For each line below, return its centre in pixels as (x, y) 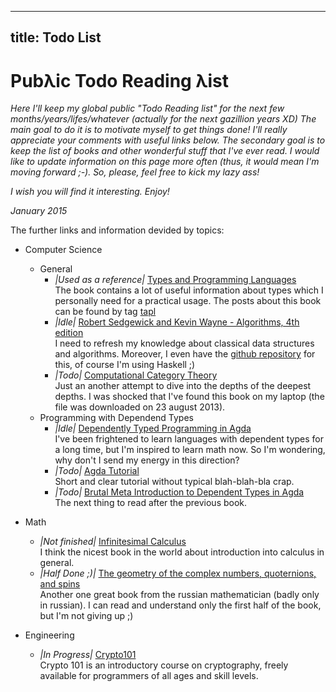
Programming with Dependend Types (116, 418)
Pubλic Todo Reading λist (120, 80)
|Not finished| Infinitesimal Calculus (113, 542)
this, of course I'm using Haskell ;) (125, 365)
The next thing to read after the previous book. (151, 503)
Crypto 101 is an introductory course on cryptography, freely (164, 665)
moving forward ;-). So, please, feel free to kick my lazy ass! (135, 172)
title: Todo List (56, 37)
